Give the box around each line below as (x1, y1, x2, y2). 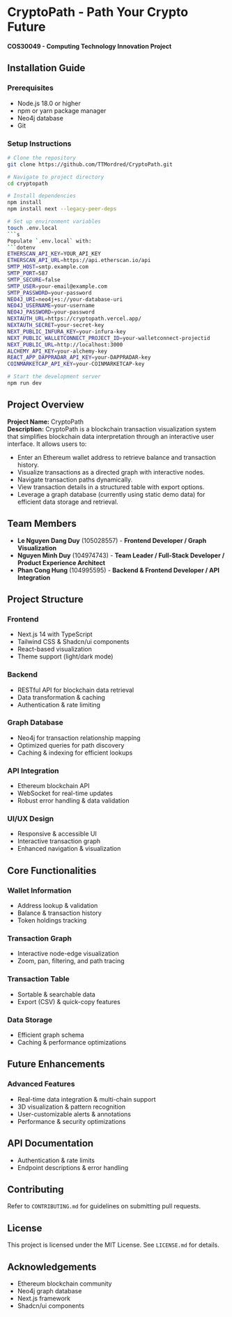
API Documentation (7, 1137, 94, 1150)
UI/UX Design (7, 814, 54, 824)
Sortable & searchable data (17, 990, 95, 999)
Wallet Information (7, 886, 72, 895)
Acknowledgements (7, 1261, 97, 1272)
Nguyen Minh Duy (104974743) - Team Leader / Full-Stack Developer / (17, 551, 225, 560)
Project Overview (7, 399, 84, 411)
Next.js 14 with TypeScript (17, 630, 93, 638)
